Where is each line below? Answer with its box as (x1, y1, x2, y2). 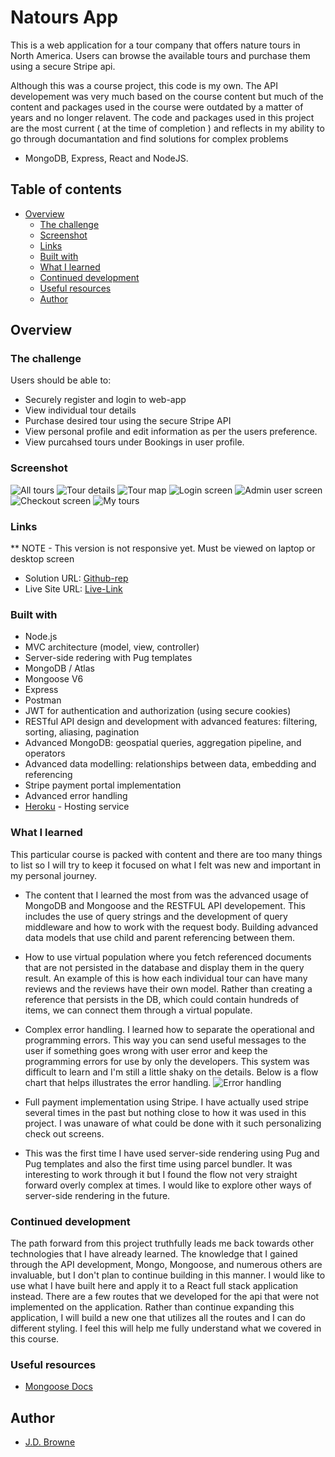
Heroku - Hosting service (24, 801, 130, 813)
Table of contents (10, 181, 122, 198)
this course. (10, 1332, 60, 1345)
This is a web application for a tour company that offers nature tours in (10, 39, 301, 51)
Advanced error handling (24, 790, 128, 802)
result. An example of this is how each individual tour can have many (24, 972, 308, 984)
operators (24, 747, 66, 760)
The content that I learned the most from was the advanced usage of (24, 889, 310, 901)
